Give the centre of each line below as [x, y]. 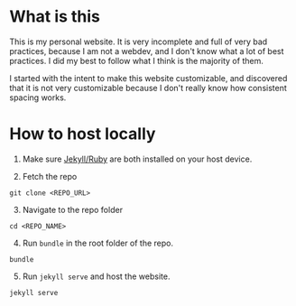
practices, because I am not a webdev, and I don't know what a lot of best [147, 51]
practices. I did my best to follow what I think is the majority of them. [136, 60]
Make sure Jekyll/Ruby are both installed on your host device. [137, 159]
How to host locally [83, 134]
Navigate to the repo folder [73, 209]
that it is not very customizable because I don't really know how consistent [148, 88]
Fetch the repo [50, 176]
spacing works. [38, 97]
